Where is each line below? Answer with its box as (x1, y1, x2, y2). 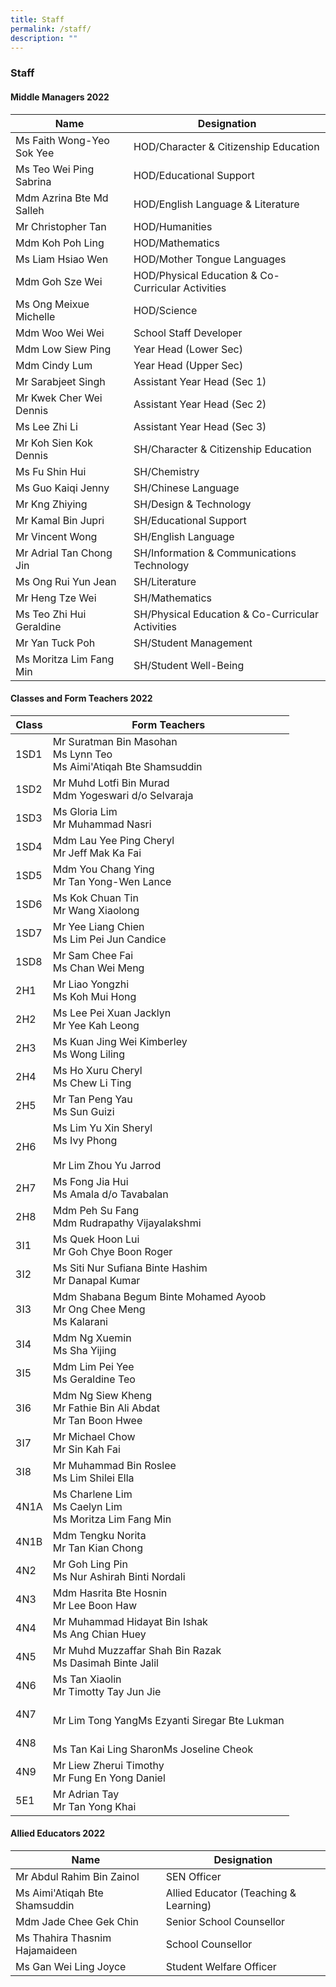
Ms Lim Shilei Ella (52, 1471, 135, 1485)
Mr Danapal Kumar (52, 1273, 141, 1287)
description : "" (10, 33, 78, 43)
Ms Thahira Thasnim (15, 1931, 112, 1945)
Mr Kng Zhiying (15, 497, 88, 511)
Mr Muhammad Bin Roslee (52, 1458, 177, 1472)
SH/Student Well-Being (133, 658, 245, 672)
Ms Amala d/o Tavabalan (52, 1187, 169, 1201)
